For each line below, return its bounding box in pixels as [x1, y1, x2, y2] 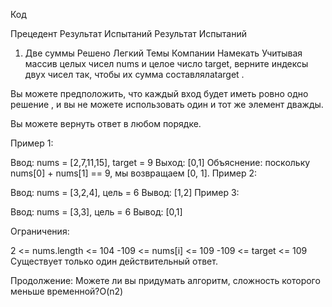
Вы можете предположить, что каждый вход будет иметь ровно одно [10, 88, 309, 99]
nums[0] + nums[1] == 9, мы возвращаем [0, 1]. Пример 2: [10, 167, 257, 179]
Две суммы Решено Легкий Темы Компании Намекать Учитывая [24, 47, 303, 59]
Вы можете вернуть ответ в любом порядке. [10, 118, 202, 129]
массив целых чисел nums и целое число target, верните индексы [24, 58, 309, 69]
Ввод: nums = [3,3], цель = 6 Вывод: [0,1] [10, 206, 183, 218]
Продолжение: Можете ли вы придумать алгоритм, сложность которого [10, 275, 321, 286]
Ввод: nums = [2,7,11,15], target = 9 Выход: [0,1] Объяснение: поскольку [10, 157, 311, 168]
